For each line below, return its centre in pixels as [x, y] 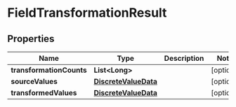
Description [184, 58]
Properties [31, 39]
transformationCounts [49, 70]
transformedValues [44, 93]
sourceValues [34, 81]
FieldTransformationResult [87, 13]
